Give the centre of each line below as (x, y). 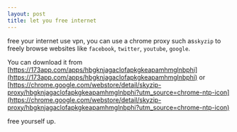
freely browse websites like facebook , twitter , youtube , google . (99, 48)
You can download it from (45, 62)
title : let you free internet (52, 21)
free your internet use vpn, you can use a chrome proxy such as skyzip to (114, 40)
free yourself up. (32, 121)
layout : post (27, 14)
